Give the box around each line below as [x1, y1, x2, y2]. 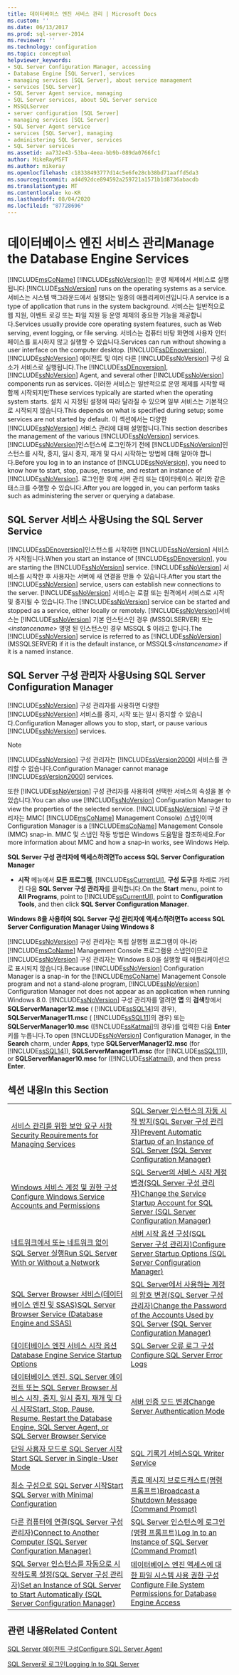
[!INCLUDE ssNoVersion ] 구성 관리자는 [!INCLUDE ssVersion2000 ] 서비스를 [7, 755, 221, 764]
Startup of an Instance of [130, 1137, 214, 1147]
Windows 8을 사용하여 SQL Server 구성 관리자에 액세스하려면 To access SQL [7, 914, 225, 923]
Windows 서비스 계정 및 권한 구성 [11, 1182, 117, 1192]
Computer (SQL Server [11, 1537, 87, 1547]
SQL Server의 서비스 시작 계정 [130, 1167, 228, 1177]
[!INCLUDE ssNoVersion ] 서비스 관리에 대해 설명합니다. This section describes [7, 424, 228, 432]
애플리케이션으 [189, 955, 230, 963]
